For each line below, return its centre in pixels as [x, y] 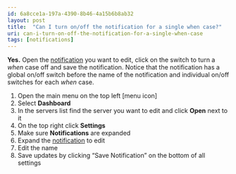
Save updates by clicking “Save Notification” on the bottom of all [111, 156]
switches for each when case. [51, 82]
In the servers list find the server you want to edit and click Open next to [122, 111]
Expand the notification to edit [61, 140]
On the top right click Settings [61, 126]
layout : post [26, 20]
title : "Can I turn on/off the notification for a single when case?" [114, 27]
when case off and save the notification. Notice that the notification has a [114, 67]
